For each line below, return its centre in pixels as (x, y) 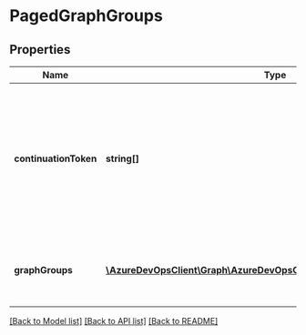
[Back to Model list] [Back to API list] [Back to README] (114, 321)
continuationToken (56, 158)
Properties (40, 50)
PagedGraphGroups (87, 16)
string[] (122, 158)
